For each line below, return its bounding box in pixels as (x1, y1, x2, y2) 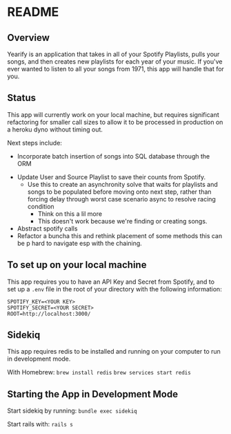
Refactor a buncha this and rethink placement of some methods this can (17, 231, 223, 239)
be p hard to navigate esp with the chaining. (17, 239, 143, 247)
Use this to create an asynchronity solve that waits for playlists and (27, 180, 219, 188)
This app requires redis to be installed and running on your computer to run (7, 347, 221, 356)
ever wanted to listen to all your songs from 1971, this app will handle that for (7, 65, 224, 73)
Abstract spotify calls (17, 224, 78, 233)
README (7, 4, 59, 20)
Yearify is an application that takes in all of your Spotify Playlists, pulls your (7, 50, 220, 58)
